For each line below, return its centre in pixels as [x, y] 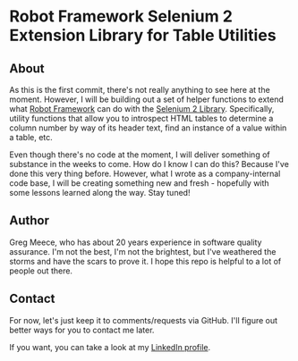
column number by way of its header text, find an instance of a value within [148, 128]
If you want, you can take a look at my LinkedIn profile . [110, 347]
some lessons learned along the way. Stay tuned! [100, 193]
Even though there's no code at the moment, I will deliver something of [140, 155]
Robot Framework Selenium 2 [121, 17]
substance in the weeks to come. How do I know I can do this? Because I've [149, 164]
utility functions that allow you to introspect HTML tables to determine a [141, 118]
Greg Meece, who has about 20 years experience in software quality [136, 242]
